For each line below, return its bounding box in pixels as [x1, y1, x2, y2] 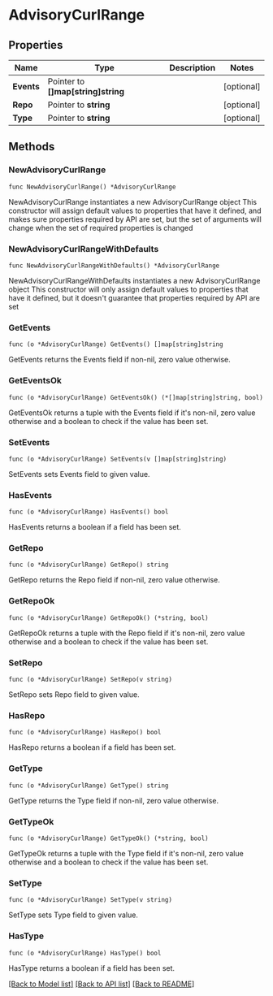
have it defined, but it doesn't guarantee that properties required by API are [8, 292, 260, 302]
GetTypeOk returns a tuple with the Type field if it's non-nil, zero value [8, 848, 244, 858]
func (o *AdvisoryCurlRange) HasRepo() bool [8, 729, 162, 737]
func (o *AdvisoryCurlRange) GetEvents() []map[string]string [8, 340, 223, 349]
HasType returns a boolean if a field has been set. [8, 963, 175, 972]
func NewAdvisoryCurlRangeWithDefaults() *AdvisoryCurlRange [8, 262, 220, 270]
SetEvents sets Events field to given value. [8, 469, 150, 479]
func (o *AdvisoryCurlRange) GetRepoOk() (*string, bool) [8, 613, 209, 622]
